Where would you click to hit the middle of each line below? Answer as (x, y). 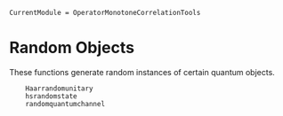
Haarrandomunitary (59, 89)
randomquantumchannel (65, 104)
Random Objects (72, 48)
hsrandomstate (51, 96)
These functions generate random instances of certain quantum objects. (142, 72)
